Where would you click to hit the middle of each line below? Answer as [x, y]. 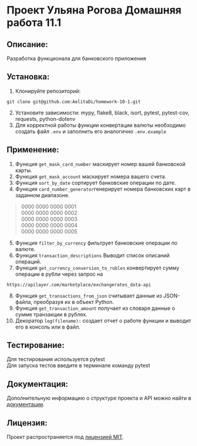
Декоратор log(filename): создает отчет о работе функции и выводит [103, 320]
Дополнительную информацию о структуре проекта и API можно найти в [99, 398]
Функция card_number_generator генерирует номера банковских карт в [103, 189]
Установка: [28, 77]
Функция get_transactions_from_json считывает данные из [89, 295]
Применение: [33, 150]
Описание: [28, 44]
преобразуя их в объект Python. [74, 302]
